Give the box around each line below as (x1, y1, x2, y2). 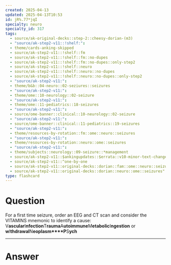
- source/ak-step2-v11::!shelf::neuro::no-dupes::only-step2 (10, 74, 142, 79)
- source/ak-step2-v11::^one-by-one (10, 159, 88, 164)
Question (5, 195, 45, 207)
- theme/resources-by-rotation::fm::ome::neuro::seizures (10, 130, 136, 136)
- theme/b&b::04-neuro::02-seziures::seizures (10, 83, 110, 88)
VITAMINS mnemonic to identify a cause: (5, 218, 92, 224)
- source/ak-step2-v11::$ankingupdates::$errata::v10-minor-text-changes (10, 154, 169, 160)
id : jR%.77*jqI (5, 17, 38, 22)
